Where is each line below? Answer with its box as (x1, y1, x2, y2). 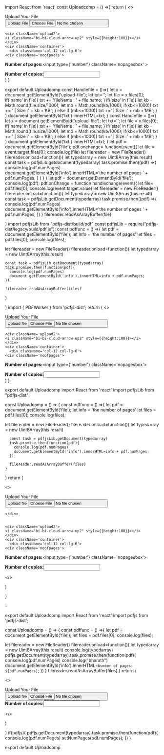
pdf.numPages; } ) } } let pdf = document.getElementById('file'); (5, 175, 133, 181)
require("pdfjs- (128, 221, 159, 227)
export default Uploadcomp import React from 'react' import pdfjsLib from (5, 387, 155, 393)
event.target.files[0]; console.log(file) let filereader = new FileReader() (5, 149, 146, 155)
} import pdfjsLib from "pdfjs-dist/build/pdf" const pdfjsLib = (5, 221, 128, 227)
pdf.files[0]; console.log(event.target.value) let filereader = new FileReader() (5, 185, 159, 191)
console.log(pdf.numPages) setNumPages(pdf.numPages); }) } (5, 735, 131, 741)
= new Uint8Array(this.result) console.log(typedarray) (5, 647, 113, 653)
